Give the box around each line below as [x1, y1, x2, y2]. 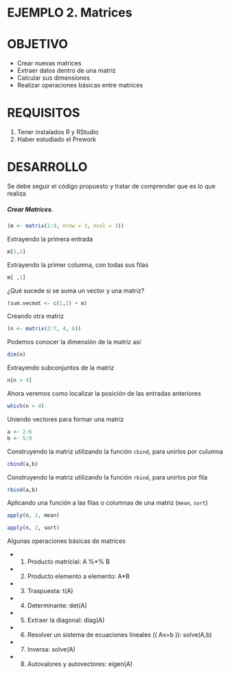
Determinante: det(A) [27, 601, 87, 610]
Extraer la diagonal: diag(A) [27, 616, 105, 624]
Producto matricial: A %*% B [27, 557, 110, 566]
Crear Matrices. [7, 205, 54, 213]
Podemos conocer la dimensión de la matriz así [7, 338, 141, 346]
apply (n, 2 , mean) [7, 512, 60, 519]
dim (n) [7, 351, 26, 358]
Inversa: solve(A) [27, 645, 76, 654]
